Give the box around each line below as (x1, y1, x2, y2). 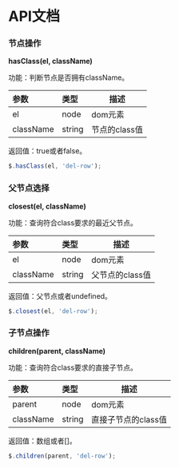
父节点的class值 (91, 269, 152, 280)
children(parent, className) (8, 346, 106, 355)
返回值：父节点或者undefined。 (8, 291, 112, 300)
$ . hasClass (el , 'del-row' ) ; (8, 162, 102, 170)
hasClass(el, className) (8, 57, 93, 66)
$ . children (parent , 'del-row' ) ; (8, 452, 116, 460)
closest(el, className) (8, 201, 86, 211)
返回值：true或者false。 (8, 146, 87, 156)
